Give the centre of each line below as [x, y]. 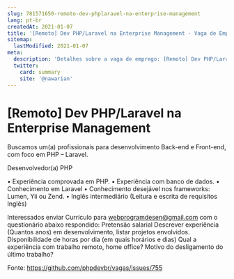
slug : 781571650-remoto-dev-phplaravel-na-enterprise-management [104, 14]
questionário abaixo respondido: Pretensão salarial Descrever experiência [113, 225]
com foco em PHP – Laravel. [48, 155]
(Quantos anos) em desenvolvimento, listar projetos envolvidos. [99, 232]
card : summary [40, 72]
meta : [15, 53]
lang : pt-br [24, 20]
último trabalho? [30, 255]
